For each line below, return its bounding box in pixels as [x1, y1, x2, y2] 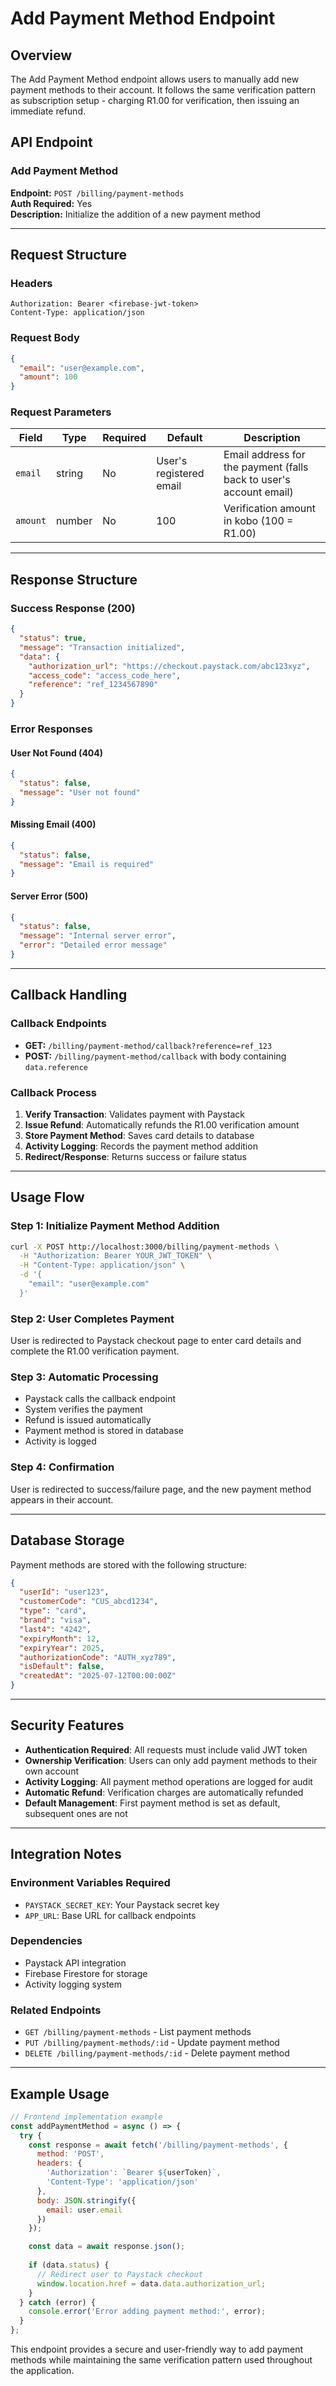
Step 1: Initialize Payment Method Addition [10, 1219, 220, 1233]
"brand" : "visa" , [19, 1615, 92, 1626]
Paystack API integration [24, 1957, 127, 1969]
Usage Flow [10, 1189, 85, 1206]
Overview [10, 47, 73, 64]
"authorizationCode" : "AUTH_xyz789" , [19, 1652, 177, 1662]
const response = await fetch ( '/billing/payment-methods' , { [28, 2140, 288, 2150]
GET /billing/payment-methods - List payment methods [24, 2026, 252, 2038]
